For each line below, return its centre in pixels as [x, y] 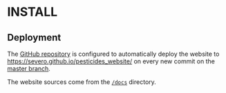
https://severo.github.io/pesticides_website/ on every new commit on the [111, 61]
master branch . [29, 69]
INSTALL [32, 12]
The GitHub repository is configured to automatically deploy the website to [113, 54]
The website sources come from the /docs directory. [82, 82]
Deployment [34, 38]
